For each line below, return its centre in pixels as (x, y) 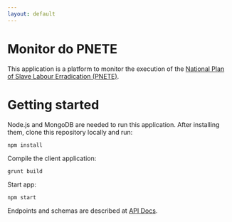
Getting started (53, 105)
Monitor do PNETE (63, 49)
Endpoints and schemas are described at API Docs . (83, 211)
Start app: (22, 184)
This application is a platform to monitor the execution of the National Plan (116, 69)
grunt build (25, 171)
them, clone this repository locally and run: (70, 132)
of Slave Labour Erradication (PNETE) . (63, 76)
